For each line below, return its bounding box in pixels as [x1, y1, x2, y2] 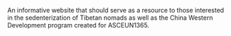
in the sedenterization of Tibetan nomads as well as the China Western [7, 13, 213, 22]
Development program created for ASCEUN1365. [7, 21, 150, 29]
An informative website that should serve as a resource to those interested [7, 6, 225, 14]
